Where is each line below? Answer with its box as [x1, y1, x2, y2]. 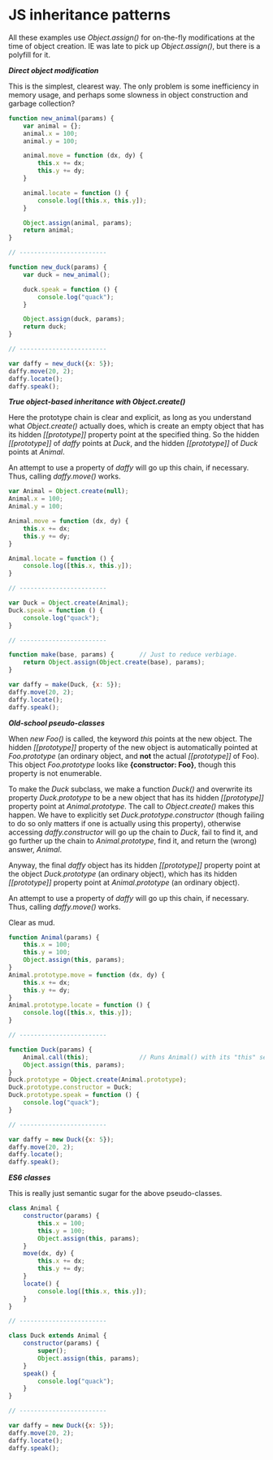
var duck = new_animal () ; [23, 271, 111, 279]
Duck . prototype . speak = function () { [8, 1091, 140, 1099]
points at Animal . [8, 447, 65, 457]
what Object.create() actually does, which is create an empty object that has [8, 421, 264, 431]
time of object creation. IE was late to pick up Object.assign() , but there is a [8, 41, 261, 50]
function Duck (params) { [8, 1046, 93, 1054]
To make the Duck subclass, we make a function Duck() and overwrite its [8, 784, 253, 794]
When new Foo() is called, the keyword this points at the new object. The [8, 734, 253, 743]
